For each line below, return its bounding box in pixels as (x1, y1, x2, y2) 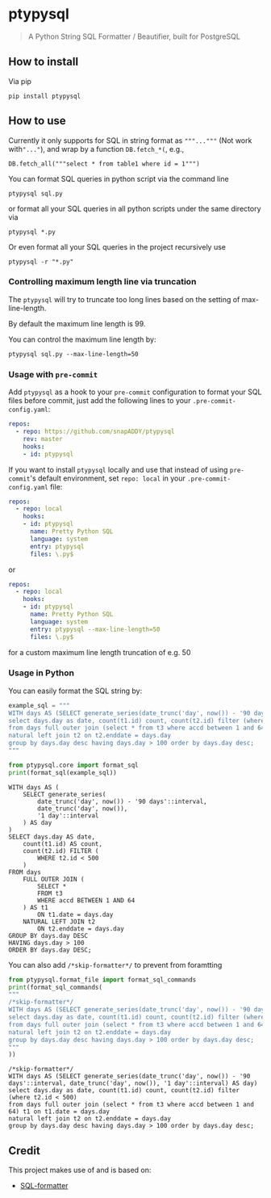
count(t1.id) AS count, (23, 839, 103, 848)
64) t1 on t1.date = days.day (8, 1108, 110, 1116)
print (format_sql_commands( (8, 983, 103, 991)
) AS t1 (23, 903, 48, 911)
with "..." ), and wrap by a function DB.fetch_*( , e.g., (8, 144, 185, 153)
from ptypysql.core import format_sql (8, 761, 139, 769)
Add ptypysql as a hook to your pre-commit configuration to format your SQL (8, 387, 262, 397)
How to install (8, 55, 79, 69)
